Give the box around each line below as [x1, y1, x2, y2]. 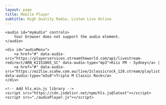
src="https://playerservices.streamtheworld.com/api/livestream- [5, 56, 142, 61]
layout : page [5, 7, 32, 12]
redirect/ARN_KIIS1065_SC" [5, 60, 61, 65]
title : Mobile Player [5, 12, 50, 17]
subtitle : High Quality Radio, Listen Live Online [5, 16, 112, 21]
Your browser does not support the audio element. [14, 34, 121, 40]
